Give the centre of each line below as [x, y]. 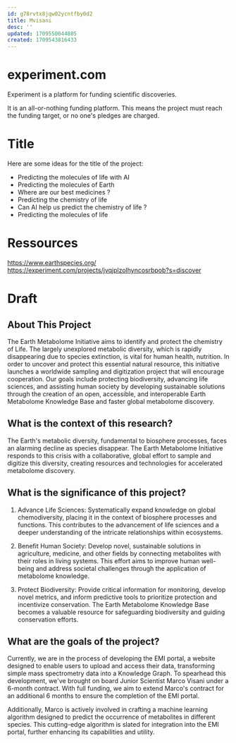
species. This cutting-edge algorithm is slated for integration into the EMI [113, 725]
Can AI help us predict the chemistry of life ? [82, 207]
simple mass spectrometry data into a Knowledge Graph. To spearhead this [117, 673]
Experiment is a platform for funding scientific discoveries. [92, 94]
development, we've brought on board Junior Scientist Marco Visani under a [118, 681]
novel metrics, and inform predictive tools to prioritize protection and [117, 597]
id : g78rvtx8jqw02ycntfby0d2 [50, 14]
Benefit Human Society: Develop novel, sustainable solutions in [109, 546]
